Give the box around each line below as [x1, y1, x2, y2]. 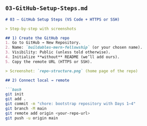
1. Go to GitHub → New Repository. [5, 40, 81, 46]
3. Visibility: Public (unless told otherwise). [5, 50, 111, 55]
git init [5, 92, 24, 97]
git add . [5, 96, 27, 102]
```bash [5, 87, 22, 92]
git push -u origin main [5, 115, 58, 120]
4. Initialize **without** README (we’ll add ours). [5, 54, 120, 60]
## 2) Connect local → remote [5, 77, 70, 83]
